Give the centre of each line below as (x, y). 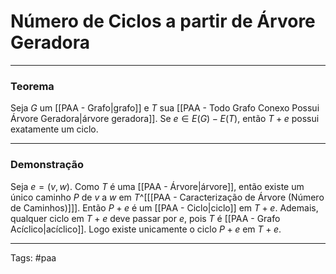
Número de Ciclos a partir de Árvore (163, 21)
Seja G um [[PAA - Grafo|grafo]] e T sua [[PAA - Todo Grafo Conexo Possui (165, 108)
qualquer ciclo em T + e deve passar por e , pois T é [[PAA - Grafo (145, 218)
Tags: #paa (33, 257)
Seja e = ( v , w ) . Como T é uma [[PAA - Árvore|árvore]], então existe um (157, 186)
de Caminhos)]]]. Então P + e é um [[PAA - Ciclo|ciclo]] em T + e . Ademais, (164, 207)
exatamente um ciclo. (54, 129)
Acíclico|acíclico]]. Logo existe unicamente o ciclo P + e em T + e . (146, 229)
